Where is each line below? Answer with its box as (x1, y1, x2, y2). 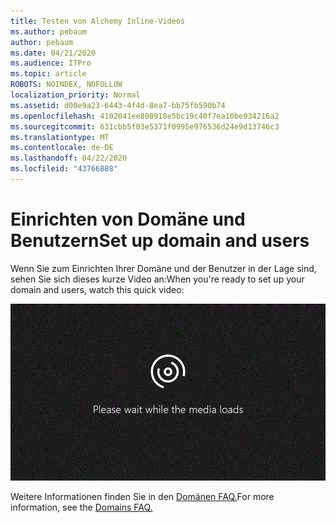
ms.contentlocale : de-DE (10, 143, 114, 153)
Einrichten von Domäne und (10, 208, 246, 231)
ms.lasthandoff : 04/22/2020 (10, 153, 128, 164)
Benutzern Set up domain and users (10, 230, 310, 252)
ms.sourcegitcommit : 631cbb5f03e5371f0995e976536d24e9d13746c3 (10, 121, 280, 132)
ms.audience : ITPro (10, 58, 92, 69)
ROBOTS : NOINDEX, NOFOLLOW (10, 80, 123, 90)
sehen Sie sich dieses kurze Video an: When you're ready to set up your (10, 273, 305, 285)
